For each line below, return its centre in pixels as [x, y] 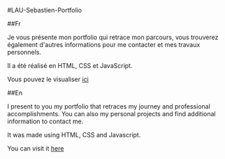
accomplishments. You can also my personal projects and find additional [111, 114]
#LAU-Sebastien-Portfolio [45, 10]
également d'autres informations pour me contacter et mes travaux [104, 44]
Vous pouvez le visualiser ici [48, 79]
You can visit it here [36, 148]
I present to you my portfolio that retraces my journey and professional [109, 106]
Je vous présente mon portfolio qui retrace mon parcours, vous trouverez [113, 37]
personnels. [24, 52]
